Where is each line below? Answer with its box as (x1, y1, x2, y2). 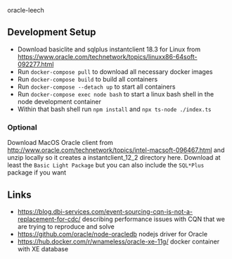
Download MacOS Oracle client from (7, 139, 114, 147)
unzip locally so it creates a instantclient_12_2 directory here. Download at (7, 153, 221, 162)
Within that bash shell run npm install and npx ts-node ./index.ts (17, 105, 212, 113)
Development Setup (7, 26, 96, 38)
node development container (17, 97, 102, 106)
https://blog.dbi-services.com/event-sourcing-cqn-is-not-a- (17, 207, 193, 215)
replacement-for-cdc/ (17, 215, 81, 223)
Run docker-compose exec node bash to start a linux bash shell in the (17, 89, 214, 98)
